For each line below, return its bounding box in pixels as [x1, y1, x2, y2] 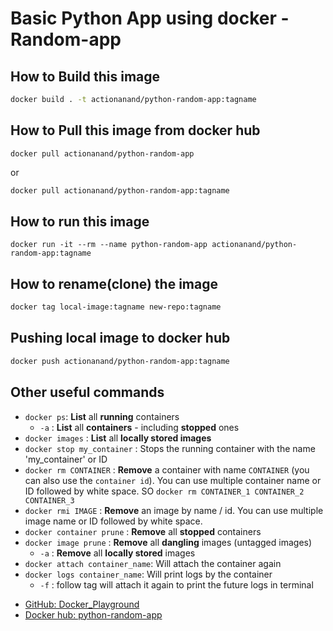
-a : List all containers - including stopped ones [39, 421, 240, 433]
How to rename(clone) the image [10, 275, 218, 292]
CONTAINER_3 [24, 495, 75, 506]
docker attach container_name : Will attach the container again [24, 557, 282, 569]
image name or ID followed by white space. [24, 515, 203, 527]
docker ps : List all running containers [24, 410, 180, 422]
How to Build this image [10, 68, 161, 85]
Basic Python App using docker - [10, 7, 290, 30]
